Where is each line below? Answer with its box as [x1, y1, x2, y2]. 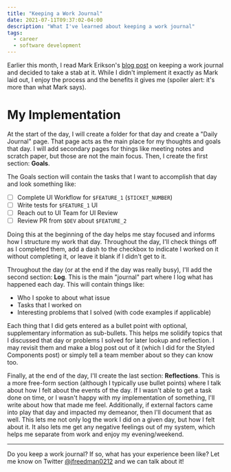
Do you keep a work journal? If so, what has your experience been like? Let [7, 450, 220, 458]
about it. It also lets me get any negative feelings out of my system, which [7, 423, 215, 431]
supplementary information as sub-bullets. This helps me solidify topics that [7, 329, 223, 338]
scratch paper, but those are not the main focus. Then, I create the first [7, 152, 208, 160]
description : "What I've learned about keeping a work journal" [7, 23, 195, 30]
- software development [13, 42, 81, 49]
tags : [7, 29, 23, 37]
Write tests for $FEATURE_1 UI [16, 201, 98, 209]
